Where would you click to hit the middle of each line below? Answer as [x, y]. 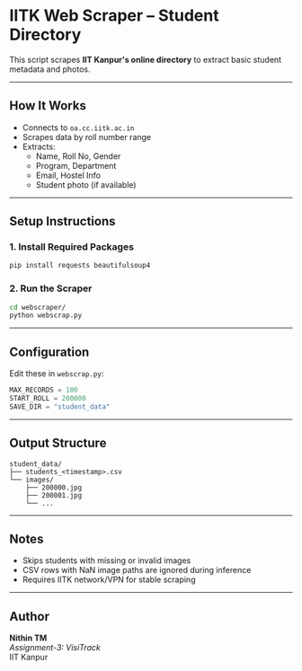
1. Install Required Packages [72, 247]
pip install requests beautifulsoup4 [80, 266]
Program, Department [76, 165]
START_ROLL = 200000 [48, 399]
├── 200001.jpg [54, 495]
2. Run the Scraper [51, 288]
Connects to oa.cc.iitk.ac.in [78, 128]
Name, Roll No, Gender [78, 156]
